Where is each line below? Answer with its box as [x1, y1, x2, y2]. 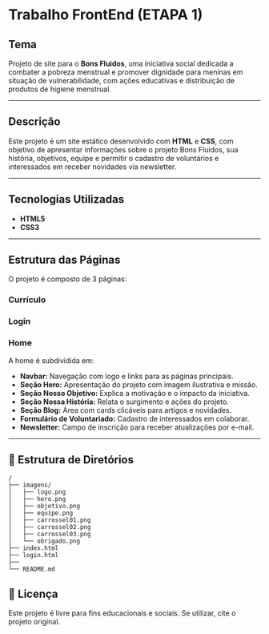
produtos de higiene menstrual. [8, 84, 112, 94]
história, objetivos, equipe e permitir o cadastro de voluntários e [8, 153, 219, 163]
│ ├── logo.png [8, 488, 66, 496]
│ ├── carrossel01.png [8, 516, 91, 524]
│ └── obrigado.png [8, 537, 81, 546]
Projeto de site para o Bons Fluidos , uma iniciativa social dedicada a [8, 59, 234, 68]
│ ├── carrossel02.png [8, 523, 91, 531]
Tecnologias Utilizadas [8, 192, 125, 206]
